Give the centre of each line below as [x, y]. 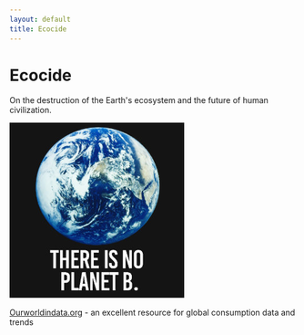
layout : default [40, 19]
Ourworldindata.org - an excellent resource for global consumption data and [152, 313]
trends [22, 322]
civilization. [30, 110]
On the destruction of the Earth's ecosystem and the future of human [139, 100]
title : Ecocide [38, 29]
